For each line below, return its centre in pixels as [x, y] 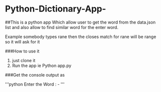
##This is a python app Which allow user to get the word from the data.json [80, 22]
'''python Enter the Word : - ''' [35, 84]
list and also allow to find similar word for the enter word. [62, 27]
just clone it [24, 60]
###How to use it [22, 51]
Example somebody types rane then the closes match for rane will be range [81, 37]
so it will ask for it [23, 41]
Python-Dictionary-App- [56, 9]
